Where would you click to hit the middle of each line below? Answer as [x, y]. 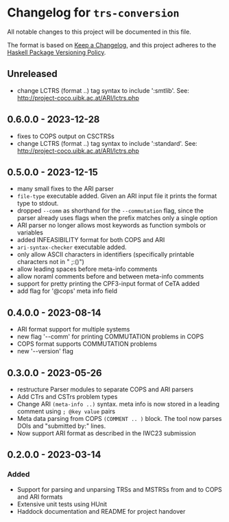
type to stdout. [38, 204]
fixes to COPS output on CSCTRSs [65, 136]
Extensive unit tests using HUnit [62, 504]
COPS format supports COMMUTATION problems [87, 344]
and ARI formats [40, 497]
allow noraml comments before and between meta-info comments [110, 276]
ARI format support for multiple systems [73, 329]
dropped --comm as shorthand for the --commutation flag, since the [110, 210]
